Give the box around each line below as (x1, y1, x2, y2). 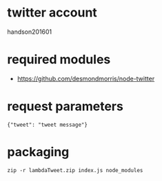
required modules (7, 52, 111, 67)
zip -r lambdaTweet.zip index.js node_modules (7, 167, 143, 173)
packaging (7, 145, 70, 160)
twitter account (7, 5, 98, 21)
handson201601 (7, 28, 52, 36)
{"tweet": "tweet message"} (7, 121, 88, 128)
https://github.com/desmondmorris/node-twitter (17, 74, 155, 83)
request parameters (7, 98, 124, 114)
